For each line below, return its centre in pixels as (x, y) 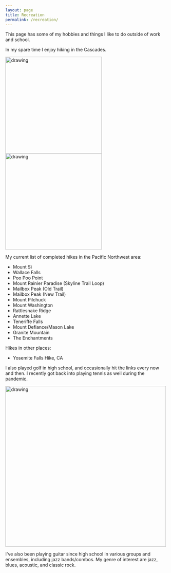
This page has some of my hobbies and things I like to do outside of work (83, 34)
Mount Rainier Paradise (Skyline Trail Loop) (58, 283)
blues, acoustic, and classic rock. (41, 565)
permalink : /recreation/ (32, 20)
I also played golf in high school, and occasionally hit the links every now (82, 368)
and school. (18, 40)
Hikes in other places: (28, 348)
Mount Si (22, 267)
